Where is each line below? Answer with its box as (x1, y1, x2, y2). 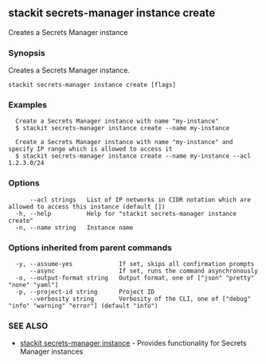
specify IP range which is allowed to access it (8, 145, 173, 154)
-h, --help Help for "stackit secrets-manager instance (15, 209, 237, 217)
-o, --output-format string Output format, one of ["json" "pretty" (15, 274, 255, 282)
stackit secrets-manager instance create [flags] (8, 81, 177, 89)
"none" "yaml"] (8, 281, 59, 289)
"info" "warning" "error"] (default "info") (8, 302, 158, 310)
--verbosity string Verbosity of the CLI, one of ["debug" (29, 295, 251, 303)
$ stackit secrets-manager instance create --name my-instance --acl (15, 152, 251, 160)
